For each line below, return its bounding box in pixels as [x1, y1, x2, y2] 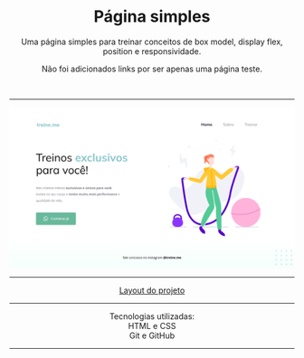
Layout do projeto [119, 285, 185, 296]
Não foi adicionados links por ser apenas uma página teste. [42, 63, 262, 74]
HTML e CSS [128, 320, 176, 331]
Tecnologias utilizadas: [109, 310, 195, 322]
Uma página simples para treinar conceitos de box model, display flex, [21, 36, 283, 47]
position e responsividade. [102, 45, 202, 56]
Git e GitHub [128, 330, 176, 341]
